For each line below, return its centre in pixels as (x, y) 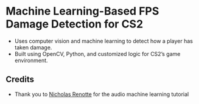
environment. (31, 60)
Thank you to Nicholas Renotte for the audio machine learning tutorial (102, 94)
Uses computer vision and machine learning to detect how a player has (103, 41)
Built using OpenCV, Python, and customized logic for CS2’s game (97, 54)
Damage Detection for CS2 (75, 24)
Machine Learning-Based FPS (82, 11)
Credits (20, 79)
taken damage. (33, 47)
